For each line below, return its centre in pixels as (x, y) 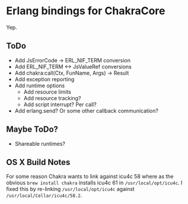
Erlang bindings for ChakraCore (86, 11)
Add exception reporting (44, 79)
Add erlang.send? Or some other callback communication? (87, 110)
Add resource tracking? (52, 98)
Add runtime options (40, 85)
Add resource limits (47, 92)
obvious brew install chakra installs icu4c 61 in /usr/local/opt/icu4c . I (94, 183)
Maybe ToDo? (32, 130)
